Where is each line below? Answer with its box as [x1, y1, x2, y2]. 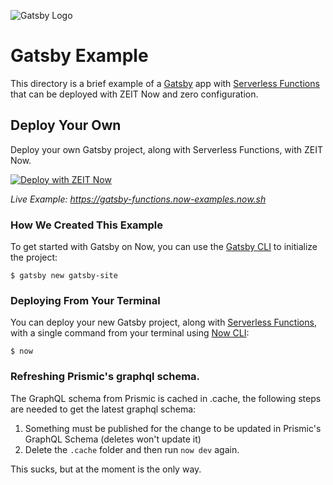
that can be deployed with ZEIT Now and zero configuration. [10, 88, 259, 100]
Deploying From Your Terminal [10, 293, 161, 307]
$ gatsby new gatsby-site [10, 271, 118, 281]
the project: [10, 251, 58, 264]
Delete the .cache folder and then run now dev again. [24, 443, 240, 455]
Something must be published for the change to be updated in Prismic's [24, 422, 322, 434]
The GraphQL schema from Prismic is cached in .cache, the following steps [10, 392, 322, 404]
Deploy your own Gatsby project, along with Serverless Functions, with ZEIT [10, 143, 324, 155]
